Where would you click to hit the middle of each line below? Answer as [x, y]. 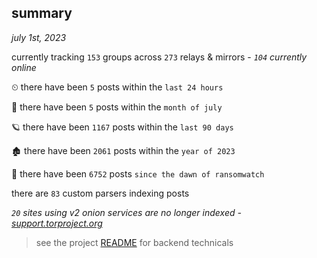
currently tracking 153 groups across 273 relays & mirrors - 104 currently [159, 57]
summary [42, 13]
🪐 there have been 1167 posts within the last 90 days [122, 127]
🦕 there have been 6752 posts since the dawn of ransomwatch [138, 173]
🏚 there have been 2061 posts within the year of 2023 [123, 150]
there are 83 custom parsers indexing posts [100, 193]
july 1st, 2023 [39, 37]
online [24, 67]
